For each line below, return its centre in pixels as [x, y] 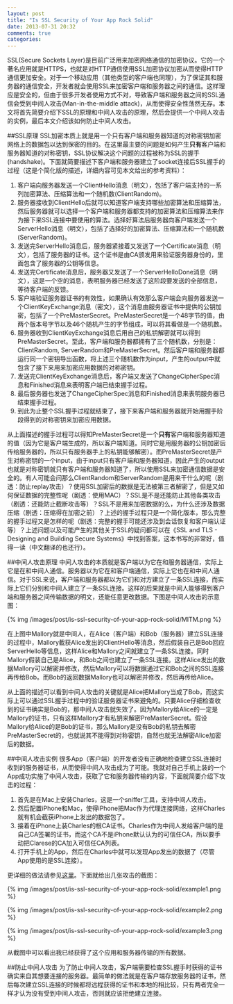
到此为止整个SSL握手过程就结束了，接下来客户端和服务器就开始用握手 [117, 411]
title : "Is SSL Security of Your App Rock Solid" [80, 20]
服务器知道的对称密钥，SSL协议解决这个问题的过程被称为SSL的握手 [103, 153]
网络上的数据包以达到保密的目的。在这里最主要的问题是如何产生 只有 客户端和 [116, 145]
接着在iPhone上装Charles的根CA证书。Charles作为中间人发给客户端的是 [120, 826]
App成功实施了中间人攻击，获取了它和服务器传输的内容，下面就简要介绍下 [113, 776]
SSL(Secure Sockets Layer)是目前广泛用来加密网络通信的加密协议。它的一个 [116, 60]
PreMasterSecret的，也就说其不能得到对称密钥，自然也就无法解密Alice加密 [114, 735]
